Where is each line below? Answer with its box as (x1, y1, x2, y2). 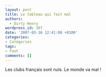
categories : (5, 35, 29, 40)
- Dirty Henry (9, 21, 38, 26)
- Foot (5, 48, 19, 53)
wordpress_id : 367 (5, 26, 43, 31)
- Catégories (5, 39, 32, 44)
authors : (5, 16, 23, 21)
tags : (5, 44, 16, 49)
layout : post (5, 7, 32, 12)
